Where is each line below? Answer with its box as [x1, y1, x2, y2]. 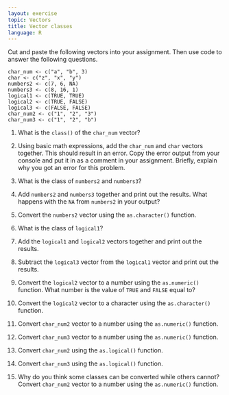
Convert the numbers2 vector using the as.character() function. [17, 211, 197, 219]
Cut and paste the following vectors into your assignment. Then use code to [8, 48, 222, 56]
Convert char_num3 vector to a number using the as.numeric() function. [17, 333, 219, 342]
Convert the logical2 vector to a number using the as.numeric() [17, 278, 200, 287]
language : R [8, 29, 42, 36]
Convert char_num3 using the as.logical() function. [17, 359, 163, 368]
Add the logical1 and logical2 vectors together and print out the [17, 237, 202, 246]
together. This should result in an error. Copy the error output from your [17, 149, 220, 158]
